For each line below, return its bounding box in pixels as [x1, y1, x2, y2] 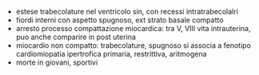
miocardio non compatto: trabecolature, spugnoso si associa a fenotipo [15, 41, 252, 50]
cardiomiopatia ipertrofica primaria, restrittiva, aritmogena [15, 49, 207, 58]
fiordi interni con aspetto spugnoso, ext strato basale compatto [15, 15, 224, 25]
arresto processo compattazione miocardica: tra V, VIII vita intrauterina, [15, 24, 251, 33]
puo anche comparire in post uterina [15, 32, 136, 41]
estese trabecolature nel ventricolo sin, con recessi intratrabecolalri [15, 7, 238, 16]
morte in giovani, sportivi [15, 57, 98, 67]
